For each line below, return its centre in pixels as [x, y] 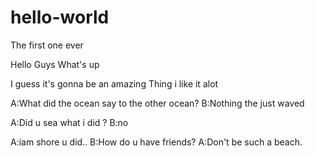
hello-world [60, 17]
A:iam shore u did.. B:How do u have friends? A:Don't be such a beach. [156, 142]
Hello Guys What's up [55, 64]
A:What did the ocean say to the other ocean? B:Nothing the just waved [157, 103]
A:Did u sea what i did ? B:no [69, 122]
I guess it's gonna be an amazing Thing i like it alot [114, 83]
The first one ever [47, 45]
